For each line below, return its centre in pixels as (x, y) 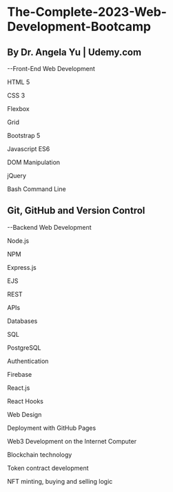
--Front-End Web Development (51, 69)
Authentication (28, 361)
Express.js (22, 267)
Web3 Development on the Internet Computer (72, 441)
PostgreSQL (24, 347)
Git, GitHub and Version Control (76, 211)
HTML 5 (19, 82)
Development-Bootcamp (79, 27)
